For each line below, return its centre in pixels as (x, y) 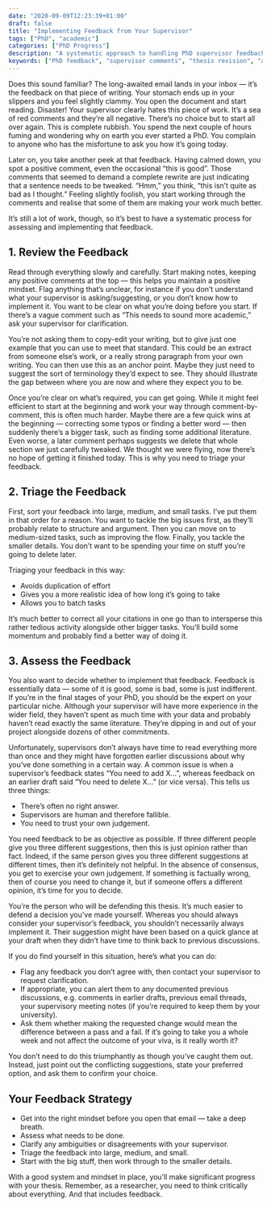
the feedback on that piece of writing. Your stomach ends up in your (122, 92)
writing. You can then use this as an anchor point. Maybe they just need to (132, 365)
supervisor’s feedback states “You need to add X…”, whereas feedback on (132, 774)
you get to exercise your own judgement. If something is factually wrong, (129, 873)
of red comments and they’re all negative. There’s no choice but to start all (132, 118)
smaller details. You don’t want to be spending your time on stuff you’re (127, 546)
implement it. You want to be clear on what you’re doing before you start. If (133, 306)
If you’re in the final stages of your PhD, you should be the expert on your (130, 698)
